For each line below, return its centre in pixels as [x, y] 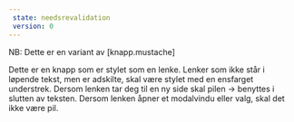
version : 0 [33, 26]
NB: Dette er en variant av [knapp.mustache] [92, 52]
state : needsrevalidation [61, 18]
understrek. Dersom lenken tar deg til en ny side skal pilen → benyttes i [142, 89]
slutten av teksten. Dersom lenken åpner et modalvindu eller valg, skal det [147, 98]
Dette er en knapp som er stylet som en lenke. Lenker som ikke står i [137, 70]
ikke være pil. [34, 108]
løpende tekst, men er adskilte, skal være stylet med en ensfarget [131, 79]
